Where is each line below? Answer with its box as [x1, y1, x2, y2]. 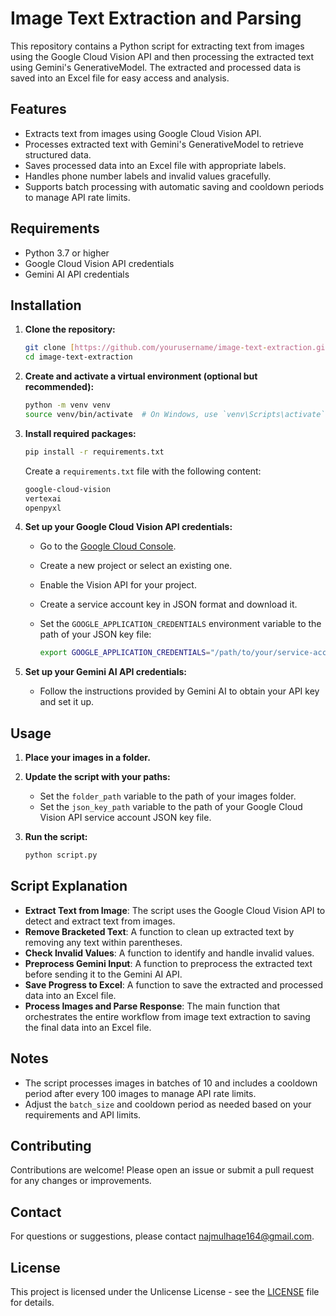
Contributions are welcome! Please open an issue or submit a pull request [10, 1164, 315, 1176]
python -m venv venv [24, 400, 111, 411]
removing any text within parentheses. [24, 936, 183, 948]
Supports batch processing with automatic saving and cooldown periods [24, 180, 325, 192]
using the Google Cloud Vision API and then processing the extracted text [10, 50, 314, 62]
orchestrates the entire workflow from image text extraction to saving [24, 1010, 311, 1022]
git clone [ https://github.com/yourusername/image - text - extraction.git [24, 343, 330, 353]
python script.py [24, 850, 98, 861]
